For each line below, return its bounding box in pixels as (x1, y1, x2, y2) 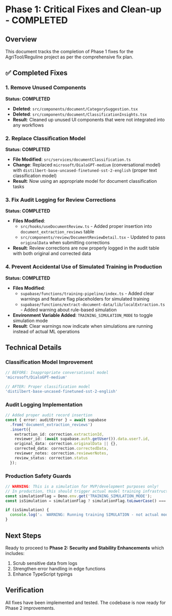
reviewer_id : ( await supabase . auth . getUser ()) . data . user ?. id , (14, 436, 150, 441)
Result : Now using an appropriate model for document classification (12, 178, 157, 184)
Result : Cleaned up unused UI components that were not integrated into (12, 116, 165, 122)
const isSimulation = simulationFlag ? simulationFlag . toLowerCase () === (5, 498, 166, 503)
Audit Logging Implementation (5, 401, 83, 408)
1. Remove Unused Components (5, 84, 86, 91)
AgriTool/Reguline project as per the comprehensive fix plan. (5, 54, 134, 60)
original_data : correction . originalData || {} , (14, 441, 118, 447)
